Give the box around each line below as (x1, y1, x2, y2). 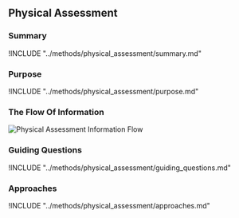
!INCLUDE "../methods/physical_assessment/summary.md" (8, 48, 202, 58)
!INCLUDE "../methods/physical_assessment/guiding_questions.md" (8, 163, 231, 172)
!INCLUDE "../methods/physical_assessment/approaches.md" (8, 200, 211, 210)
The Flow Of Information (8, 106, 105, 117)
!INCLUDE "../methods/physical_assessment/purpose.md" (8, 86, 199, 96)
